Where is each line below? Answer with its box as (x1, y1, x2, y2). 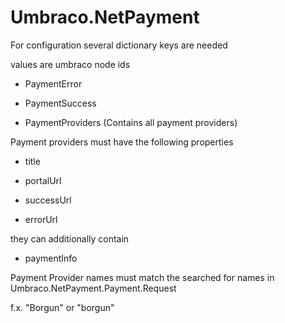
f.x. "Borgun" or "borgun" (10, 301, 115, 313)
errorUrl (24, 213, 58, 225)
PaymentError (24, 77, 83, 90)
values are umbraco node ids (10, 58, 131, 70)
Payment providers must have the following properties (10, 136, 234, 148)
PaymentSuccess (24, 97, 97, 109)
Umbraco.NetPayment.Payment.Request (10, 282, 177, 294)
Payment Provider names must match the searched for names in (10, 271, 275, 283)
